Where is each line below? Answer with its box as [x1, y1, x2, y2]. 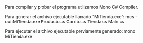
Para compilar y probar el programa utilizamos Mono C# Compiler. [5, 4, 138, 10]
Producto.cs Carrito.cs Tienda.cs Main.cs [41, 19, 124, 24]
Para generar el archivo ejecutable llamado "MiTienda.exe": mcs [5, 14, 134, 19]
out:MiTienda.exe [5, 19, 40, 24]
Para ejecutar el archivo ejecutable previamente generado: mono [5, 28, 136, 34]
